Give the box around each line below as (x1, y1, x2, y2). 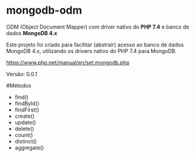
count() (14, 131, 33, 139)
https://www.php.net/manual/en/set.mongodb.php (6, 59, 130, 66)
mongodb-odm (6, 4, 82, 17)
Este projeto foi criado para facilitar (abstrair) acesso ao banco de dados (6, 41, 184, 48)
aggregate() (14, 144, 45, 151)
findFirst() (14, 106, 40, 113)
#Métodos (6, 81, 32, 89)
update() (14, 118, 36, 125)
